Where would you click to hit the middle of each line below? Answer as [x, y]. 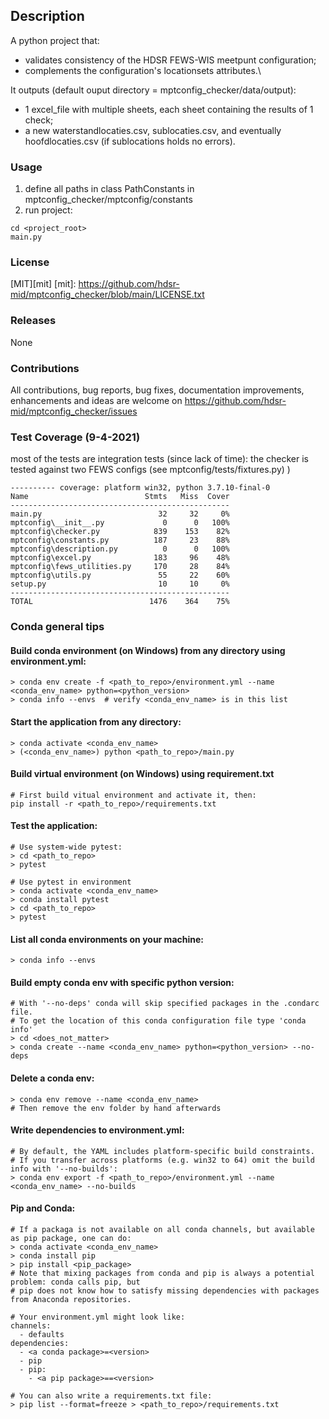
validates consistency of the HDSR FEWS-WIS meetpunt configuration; [170, 60]
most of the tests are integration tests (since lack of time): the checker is [159, 459]
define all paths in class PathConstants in [109, 189]
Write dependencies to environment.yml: [97, 1130]
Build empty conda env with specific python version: [122, 982]
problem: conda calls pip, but [75, 1282]
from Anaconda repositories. [71, 1300]
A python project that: [55, 40]
